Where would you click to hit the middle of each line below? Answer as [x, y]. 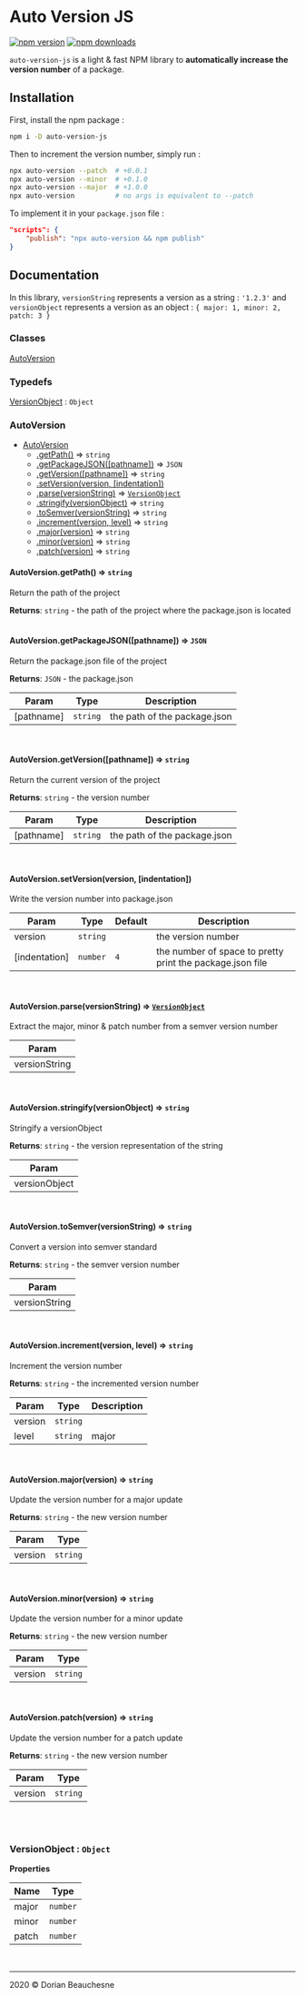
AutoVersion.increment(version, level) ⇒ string [101, 1345]
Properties [30, 1869]
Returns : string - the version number [80, 797]
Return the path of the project [65, 593]
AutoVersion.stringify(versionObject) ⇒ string [99, 1108]
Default [131, 921]
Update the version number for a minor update [96, 1618]
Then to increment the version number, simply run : [105, 154]
